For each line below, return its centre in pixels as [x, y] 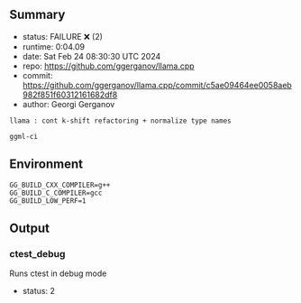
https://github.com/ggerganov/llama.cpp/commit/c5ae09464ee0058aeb [157, 85]
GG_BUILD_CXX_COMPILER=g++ [60, 185]
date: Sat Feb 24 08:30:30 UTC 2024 [91, 56]
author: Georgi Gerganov [68, 104]
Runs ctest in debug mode [58, 273]
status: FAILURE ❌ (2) [63, 36]
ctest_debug [37, 253]
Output [29, 229]
